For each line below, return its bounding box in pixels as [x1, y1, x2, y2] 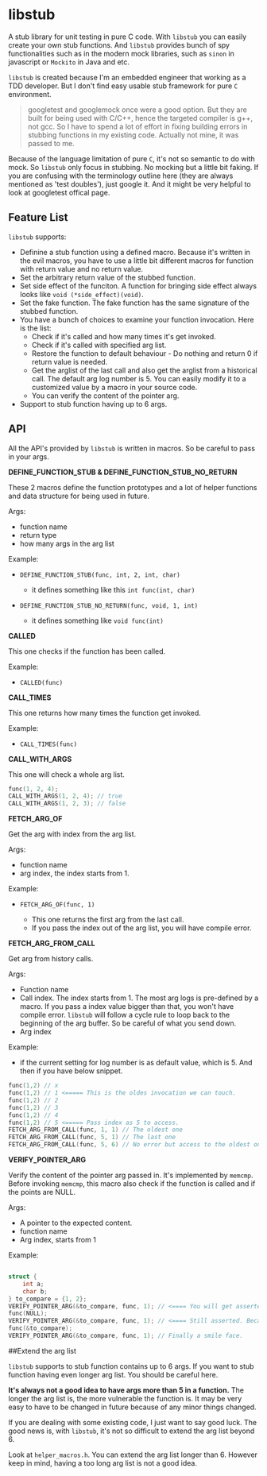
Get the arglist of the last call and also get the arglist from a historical [31, 365, 257, 375]
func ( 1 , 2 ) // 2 [8, 1096, 59, 1104]
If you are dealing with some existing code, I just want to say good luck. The [8, 1417, 257, 1427]
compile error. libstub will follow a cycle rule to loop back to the [19, 1010, 230, 1020]
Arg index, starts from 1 [19, 1235, 97, 1245]
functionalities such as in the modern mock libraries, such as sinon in [8, 48, 234, 58]
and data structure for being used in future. [8, 491, 149, 500]
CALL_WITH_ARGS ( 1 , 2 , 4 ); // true [8, 792, 123, 800]
